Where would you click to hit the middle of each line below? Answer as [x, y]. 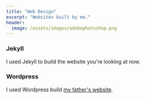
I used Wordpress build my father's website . [59, 90]
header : [16, 22]
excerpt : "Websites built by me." [49, 17]
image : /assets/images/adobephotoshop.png [64, 28]
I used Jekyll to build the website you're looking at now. [73, 61]
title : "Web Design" [31, 11]
